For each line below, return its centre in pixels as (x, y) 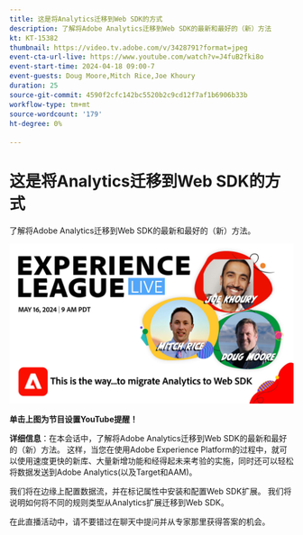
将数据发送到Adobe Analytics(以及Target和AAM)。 (103, 472)
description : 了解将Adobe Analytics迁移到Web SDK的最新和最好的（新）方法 (141, 28)
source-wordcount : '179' (56, 114)
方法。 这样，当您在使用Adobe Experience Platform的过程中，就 (160, 449)
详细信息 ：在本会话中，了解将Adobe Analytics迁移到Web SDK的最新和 (141, 438)
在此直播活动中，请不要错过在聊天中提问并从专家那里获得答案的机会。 (140, 521)
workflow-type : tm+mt (50, 104)
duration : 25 (34, 86)
